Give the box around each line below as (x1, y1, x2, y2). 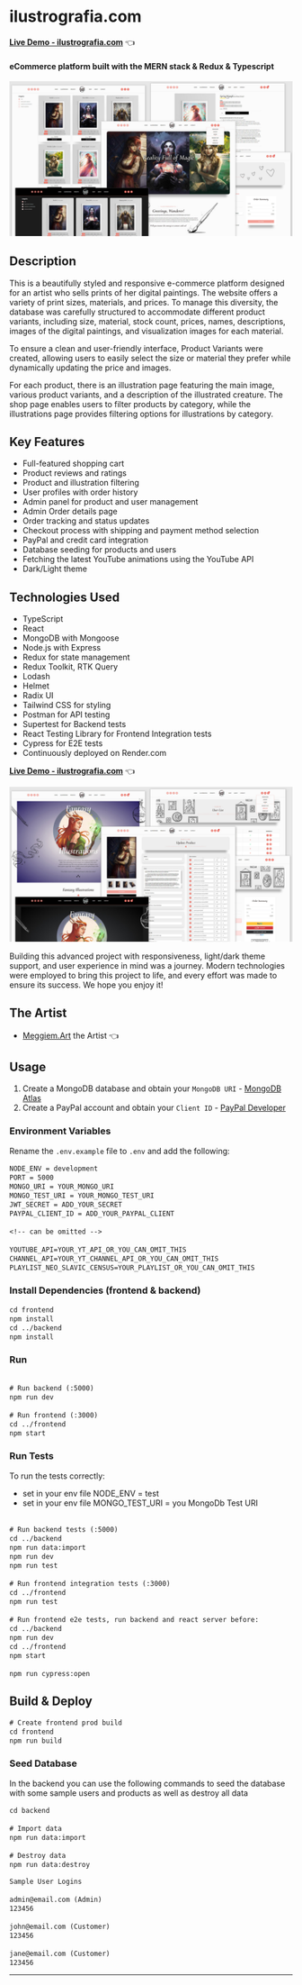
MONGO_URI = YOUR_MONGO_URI (9, 1182, 115, 1191)
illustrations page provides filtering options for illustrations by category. (9, 408, 274, 419)
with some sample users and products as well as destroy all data (9, 1787, 249, 1798)
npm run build (9, 1736, 63, 1745)
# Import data (9, 1824, 63, 1833)
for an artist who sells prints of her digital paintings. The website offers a (9, 287, 279, 298)
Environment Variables (9, 1125, 111, 1137)
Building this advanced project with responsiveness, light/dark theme (9, 951, 266, 961)
